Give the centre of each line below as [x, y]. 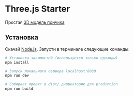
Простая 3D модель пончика [35, 22]
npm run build [19, 89]
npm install [17, 62]
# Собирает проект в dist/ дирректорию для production [61, 84]
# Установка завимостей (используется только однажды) [61, 58]
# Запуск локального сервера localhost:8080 [51, 71]
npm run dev [17, 76]
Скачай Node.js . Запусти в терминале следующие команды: [67, 49]
